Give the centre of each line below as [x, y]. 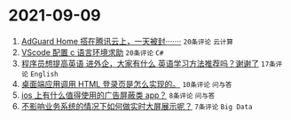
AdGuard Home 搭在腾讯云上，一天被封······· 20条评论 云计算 [127, 41]
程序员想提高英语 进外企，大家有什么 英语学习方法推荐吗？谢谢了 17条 [148, 63]
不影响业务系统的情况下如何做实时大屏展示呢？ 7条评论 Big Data [137, 106]
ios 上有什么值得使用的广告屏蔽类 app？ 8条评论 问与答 [118, 95]
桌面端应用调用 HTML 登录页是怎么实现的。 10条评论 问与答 [126, 84]
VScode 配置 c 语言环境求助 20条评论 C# [92, 52]
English [44, 74]
